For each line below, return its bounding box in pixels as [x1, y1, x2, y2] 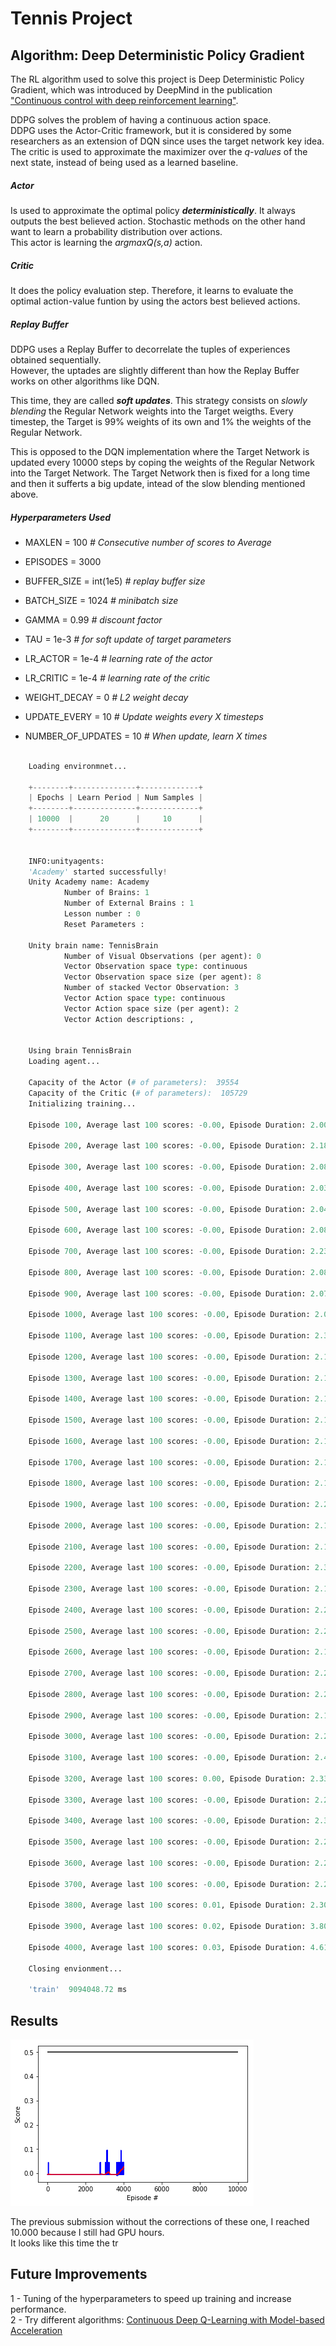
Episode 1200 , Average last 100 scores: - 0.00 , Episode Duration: [28, 1352, 311, 1362]
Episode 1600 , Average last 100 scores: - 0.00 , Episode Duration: [28, 1436, 311, 1446]
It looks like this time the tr [10, 2237, 119, 2249]
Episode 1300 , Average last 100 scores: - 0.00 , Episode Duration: [28, 1373, 311, 1383]
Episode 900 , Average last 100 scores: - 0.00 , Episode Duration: [28, 1288, 307, 1299]
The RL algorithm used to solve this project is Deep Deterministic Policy [10, 73, 305, 85]
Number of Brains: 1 [63, 888, 150, 898]
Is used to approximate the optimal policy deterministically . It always [10, 204, 296, 216]
